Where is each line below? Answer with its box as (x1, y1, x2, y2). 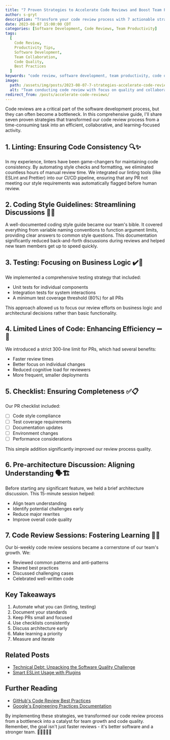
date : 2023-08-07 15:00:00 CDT (5, 21, 71, 27)
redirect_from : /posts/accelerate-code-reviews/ (5, 92, 110, 97)
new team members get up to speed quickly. (5, 243, 98, 249)
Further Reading (5, 684, 58, 693)
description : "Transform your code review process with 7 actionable (5, 17, 155, 22)
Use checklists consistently (12, 620, 70, 626)
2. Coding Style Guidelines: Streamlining (5, 200, 136, 209)
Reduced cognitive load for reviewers (12, 366, 91, 372)
